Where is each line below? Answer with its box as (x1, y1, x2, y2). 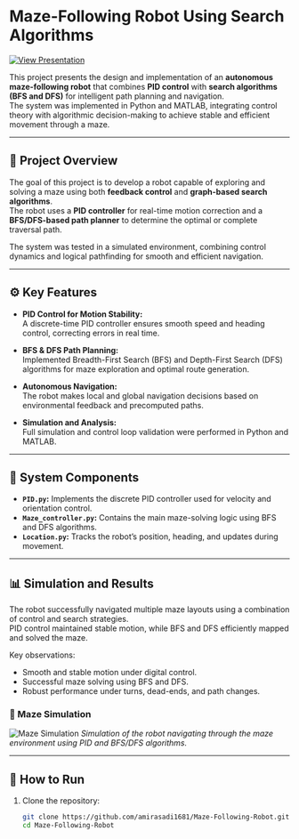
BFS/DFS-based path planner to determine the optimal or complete (9, 214, 258, 225)
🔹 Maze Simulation (9, 708, 92, 721)
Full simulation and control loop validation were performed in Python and (21, 426, 289, 437)
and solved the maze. (9, 633, 88, 643)
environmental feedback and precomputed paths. (21, 399, 205, 410)
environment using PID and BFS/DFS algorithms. (9, 738, 188, 748)
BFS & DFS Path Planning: (21, 344, 118, 355)
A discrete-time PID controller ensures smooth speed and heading (21, 318, 265, 328)
